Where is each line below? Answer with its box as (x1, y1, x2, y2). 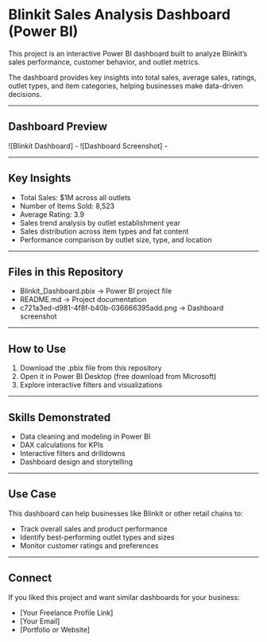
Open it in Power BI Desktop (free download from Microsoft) (19, 372, 217, 381)
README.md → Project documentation (19, 295, 147, 304)
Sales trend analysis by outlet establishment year (19, 218, 181, 227)
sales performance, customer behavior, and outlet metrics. (8, 57, 200, 67)
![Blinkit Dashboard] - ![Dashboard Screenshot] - (8, 141, 168, 150)
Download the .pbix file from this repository (19, 363, 162, 373)
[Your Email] (19, 616, 60, 625)
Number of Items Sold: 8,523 (19, 201, 115, 211)
